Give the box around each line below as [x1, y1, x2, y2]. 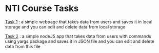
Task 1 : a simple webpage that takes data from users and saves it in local [5, 19, 153, 25]
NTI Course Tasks [5, 3, 79, 14]
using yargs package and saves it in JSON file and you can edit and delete [5, 38, 155, 44]
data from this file [5, 43, 40, 49]
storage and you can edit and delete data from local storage [5, 24, 126, 29]
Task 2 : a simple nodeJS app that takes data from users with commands [5, 33, 151, 39]
